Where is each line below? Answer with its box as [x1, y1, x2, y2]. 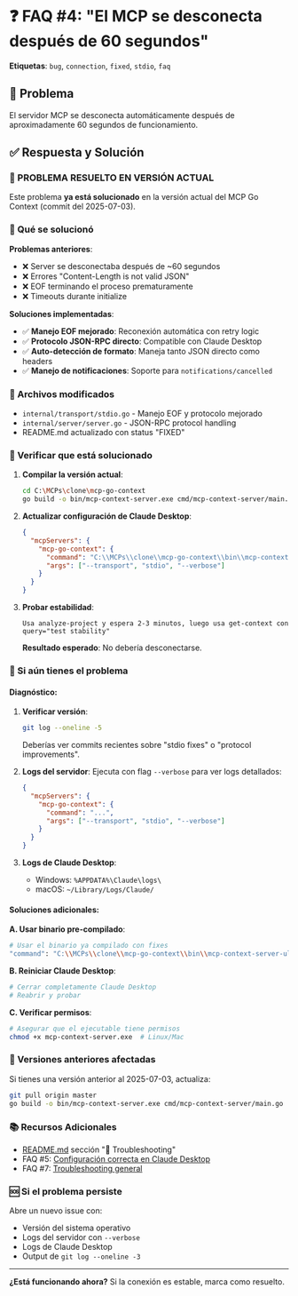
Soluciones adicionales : [9, 904, 99, 915]
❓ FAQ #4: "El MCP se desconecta [9, 6, 263, 27]
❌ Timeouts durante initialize [21, 290, 127, 301]
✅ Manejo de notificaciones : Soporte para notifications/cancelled [21, 365, 273, 376]
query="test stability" [21, 627, 111, 636]
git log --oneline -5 [21, 724, 103, 733]
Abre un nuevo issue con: [9, 1205, 103, 1216]
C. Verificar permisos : [9, 1006, 92, 1017]
